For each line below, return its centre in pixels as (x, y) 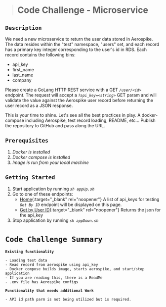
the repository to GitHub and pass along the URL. (55, 126)
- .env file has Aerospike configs (42, 282)
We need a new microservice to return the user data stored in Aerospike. (79, 39)
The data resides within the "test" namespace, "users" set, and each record (82, 44)
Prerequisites (27, 141)
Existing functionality (30, 252)
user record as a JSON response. (39, 105)
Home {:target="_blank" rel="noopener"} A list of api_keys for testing (89, 199)
